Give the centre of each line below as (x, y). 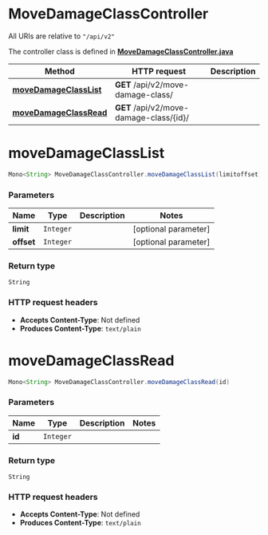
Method (60, 71)
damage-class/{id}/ (152, 117)
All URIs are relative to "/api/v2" (62, 36)
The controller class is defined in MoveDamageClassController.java (121, 51)
